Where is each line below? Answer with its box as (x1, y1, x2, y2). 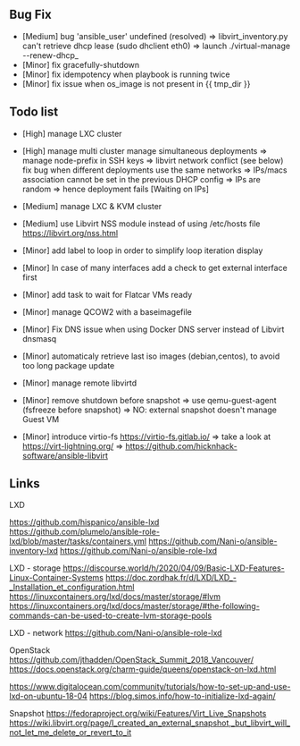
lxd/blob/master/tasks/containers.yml (9, 536, 147, 547)
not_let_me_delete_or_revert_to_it (9, 727, 132, 738)
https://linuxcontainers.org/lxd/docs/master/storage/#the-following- (9, 601, 261, 612)
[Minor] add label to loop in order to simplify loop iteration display (21, 245, 263, 256)
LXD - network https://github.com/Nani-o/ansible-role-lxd (9, 628, 222, 639)
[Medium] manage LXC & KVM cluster (21, 200, 162, 211)
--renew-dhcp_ (21, 49, 79, 61)
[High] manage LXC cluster (21, 128, 122, 139)
